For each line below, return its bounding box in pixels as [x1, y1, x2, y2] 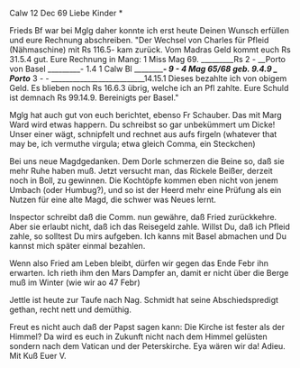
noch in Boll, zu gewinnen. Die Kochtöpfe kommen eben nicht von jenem [9, 175, 279, 186]
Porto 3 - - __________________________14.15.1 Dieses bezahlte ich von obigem [9, 73, 287, 84]
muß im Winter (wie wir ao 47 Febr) [9, 277, 141, 288]
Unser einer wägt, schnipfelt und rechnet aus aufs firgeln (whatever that [9, 129, 277, 139]
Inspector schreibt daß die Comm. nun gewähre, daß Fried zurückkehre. [9, 212, 277, 222]
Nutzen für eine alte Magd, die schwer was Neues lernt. [9, 194, 216, 205]
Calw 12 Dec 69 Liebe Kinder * [9, 8, 123, 18]
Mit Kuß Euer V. [9, 351, 67, 361]
